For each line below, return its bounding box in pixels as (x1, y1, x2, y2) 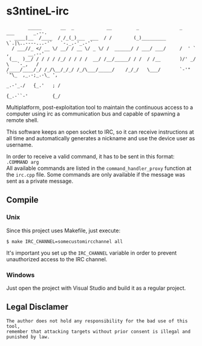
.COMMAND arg (6, 159, 39, 165)
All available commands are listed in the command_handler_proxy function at (6, 165, 192, 172)
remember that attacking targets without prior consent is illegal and (6, 328, 191, 335)
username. (6, 141, 33, 148)
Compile (6, 195, 39, 205)
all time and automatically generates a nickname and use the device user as (6, 134, 195, 142)
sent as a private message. (6, 177, 74, 184)
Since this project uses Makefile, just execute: (6, 227, 121, 234)
